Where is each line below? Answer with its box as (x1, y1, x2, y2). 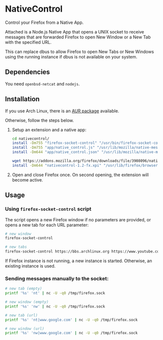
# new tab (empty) (5, 286, 42, 291)
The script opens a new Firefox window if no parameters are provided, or (5, 216, 151, 222)
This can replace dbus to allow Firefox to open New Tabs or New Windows (5, 49, 154, 54)
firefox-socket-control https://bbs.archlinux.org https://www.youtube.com (5, 249, 162, 254)
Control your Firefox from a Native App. (5, 19, 84, 25)
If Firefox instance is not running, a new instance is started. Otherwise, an (5, 258, 152, 264)
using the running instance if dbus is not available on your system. (5, 54, 137, 59)
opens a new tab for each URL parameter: (5, 222, 89, 228)
